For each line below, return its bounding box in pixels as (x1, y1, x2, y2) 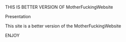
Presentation (5, 14, 31, 19)
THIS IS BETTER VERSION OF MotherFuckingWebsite (5, 4, 113, 10)
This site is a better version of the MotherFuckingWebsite (5, 23, 122, 29)
